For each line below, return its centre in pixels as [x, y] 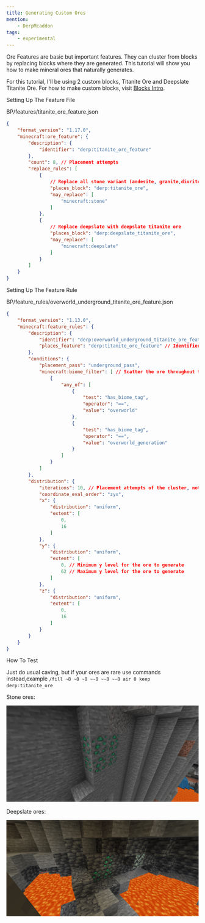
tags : [13, 32]
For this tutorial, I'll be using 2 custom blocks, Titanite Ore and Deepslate [98, 82]
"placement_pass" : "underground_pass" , [89, 365]
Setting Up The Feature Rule [42, 290]
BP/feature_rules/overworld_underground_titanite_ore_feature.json [90, 302]
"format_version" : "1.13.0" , [54, 320]
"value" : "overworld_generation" [125, 443]
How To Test [22, 660]
